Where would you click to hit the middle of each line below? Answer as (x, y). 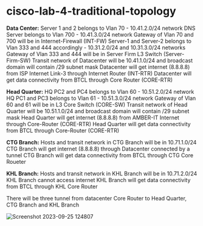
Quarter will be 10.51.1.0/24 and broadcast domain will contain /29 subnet (98, 111)
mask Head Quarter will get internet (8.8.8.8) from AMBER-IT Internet (93, 118)
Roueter (16, 161)
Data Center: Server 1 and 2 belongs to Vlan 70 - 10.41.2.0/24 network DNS (101, 28)
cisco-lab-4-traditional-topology (91, 11)
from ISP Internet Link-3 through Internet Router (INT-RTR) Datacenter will (99, 73)
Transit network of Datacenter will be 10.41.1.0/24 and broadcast (112, 60)
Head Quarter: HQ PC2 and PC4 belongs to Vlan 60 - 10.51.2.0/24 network (100, 91)
